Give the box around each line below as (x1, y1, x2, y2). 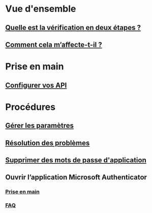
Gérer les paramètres (5, 121, 74, 130)
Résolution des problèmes (5, 138, 90, 147)
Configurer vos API (5, 81, 67, 89)
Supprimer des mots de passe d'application (5, 156, 146, 164)
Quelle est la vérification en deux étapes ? (5, 23, 141, 32)
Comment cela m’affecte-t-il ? (5, 40, 103, 49)
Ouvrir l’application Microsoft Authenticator (5, 173, 147, 182)
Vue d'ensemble (5, 3, 76, 15)
